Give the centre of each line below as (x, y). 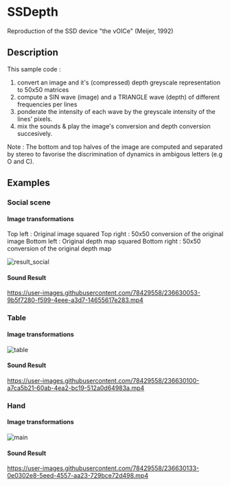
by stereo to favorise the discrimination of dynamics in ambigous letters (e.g (115, 154)
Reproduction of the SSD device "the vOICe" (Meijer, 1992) (90, 31)
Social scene (29, 202)
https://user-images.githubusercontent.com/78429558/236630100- (103, 380)
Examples (28, 183)
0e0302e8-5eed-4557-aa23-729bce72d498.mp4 (78, 476)
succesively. (35, 133)
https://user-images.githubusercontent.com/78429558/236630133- (103, 468)
